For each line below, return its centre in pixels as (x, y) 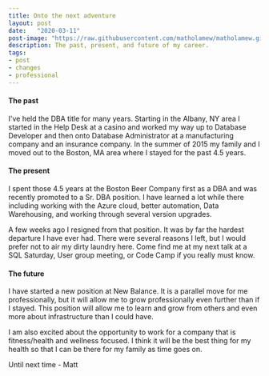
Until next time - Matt (43, 365)
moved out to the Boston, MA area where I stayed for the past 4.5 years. (127, 152)
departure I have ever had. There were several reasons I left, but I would (127, 238)
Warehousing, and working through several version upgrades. (110, 214)
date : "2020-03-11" (44, 30)
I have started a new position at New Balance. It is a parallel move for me (128, 291)
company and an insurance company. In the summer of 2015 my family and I (134, 144)
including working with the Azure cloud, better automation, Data (114, 206)
